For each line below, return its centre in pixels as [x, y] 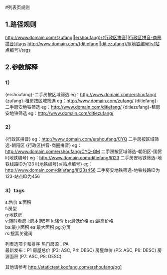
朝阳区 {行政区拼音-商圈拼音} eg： [47, 145]
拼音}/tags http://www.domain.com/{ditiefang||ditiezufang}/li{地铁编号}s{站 [82, 43]
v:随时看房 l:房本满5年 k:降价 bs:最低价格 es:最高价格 [59, 221]
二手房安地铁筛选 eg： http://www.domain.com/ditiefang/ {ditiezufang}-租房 [83, 107]
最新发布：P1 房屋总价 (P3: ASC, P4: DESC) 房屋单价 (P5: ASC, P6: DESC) [81, 250]
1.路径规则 [21, 25]
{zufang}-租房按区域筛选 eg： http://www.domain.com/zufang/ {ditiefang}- [82, 101]
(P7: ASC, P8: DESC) [40, 257]
